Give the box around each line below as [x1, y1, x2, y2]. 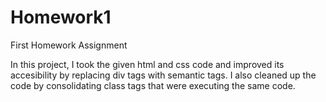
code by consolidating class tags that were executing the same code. [10, 79, 296, 91]
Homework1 [10, 6, 112, 29]
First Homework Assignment [10, 39, 128, 51]
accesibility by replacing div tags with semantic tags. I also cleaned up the [10, 69, 317, 81]
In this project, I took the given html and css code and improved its [10, 58, 285, 70]
